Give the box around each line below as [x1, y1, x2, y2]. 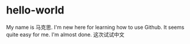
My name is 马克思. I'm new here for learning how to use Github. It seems [6, 23, 185, 31]
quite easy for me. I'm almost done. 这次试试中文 [6, 31, 125, 38]
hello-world [6, 4, 65, 17]
